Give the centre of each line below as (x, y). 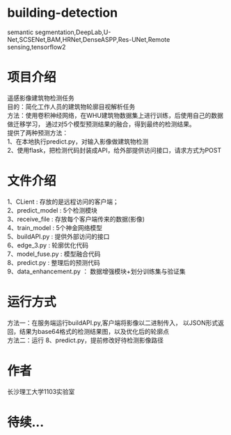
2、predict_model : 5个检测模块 (52, 210)
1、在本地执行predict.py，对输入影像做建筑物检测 (78, 142)
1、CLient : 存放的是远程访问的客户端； (63, 201)
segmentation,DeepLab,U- (73, 32)
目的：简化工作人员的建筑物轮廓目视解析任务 (71, 107)
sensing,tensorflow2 (37, 47)
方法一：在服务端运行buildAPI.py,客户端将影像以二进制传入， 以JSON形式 (113, 323)
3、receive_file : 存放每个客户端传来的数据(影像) (76, 219)
